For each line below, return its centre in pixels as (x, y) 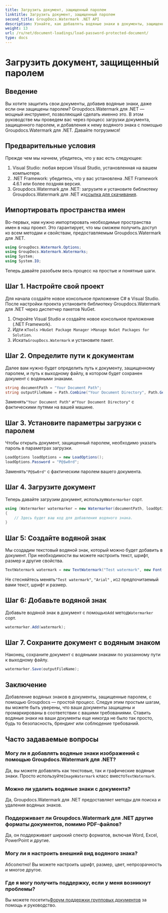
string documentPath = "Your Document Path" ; (53, 388)
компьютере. (26, 173)
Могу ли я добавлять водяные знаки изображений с (72, 753)
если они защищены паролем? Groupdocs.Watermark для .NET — (75, 109)
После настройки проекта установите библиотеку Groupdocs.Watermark (83, 304)
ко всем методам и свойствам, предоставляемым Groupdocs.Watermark (83, 233)
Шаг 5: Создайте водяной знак (55, 538)
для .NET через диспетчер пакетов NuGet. (50, 309)
